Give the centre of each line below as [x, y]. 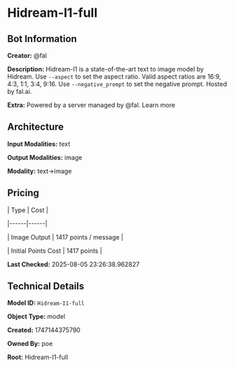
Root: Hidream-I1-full [38, 357]
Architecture [36, 127]
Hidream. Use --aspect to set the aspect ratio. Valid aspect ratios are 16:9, [114, 76]
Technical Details [46, 286]
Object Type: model [36, 317]
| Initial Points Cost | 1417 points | [55, 251]
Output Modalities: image [45, 157]
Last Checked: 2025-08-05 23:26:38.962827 [74, 264]
